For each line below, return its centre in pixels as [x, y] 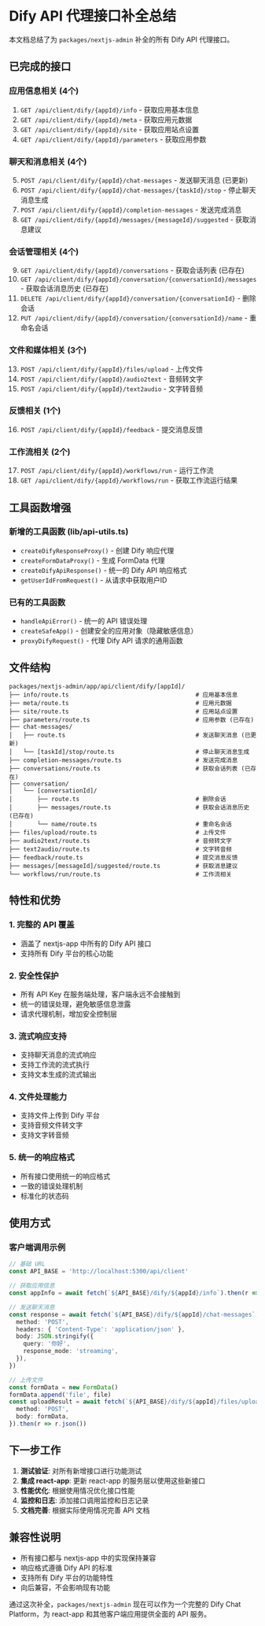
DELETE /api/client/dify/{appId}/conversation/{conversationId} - [130, 298]
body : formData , [42, 1417]
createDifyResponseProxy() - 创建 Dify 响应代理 [97, 550]
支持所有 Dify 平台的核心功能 [67, 953]
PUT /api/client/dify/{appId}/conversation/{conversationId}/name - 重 [138, 318]
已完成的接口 [40, 67]
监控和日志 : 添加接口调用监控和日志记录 [84, 1500]
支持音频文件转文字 [52, 1125]
